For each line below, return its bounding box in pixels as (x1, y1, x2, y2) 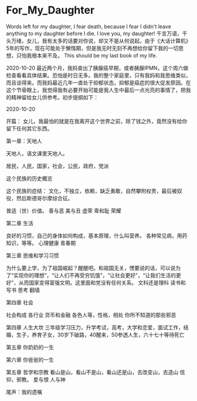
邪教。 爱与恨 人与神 (16, 376, 66, 383)
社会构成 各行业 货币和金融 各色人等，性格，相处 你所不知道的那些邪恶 (6, 311, 176, 318)
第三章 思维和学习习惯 (6, 252, 59, 259)
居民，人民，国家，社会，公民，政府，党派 (6, 162, 109, 169)
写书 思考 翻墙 (6, 286, 40, 294)
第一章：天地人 (6, 137, 42, 144)
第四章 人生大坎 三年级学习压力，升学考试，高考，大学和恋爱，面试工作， (6, 324, 184, 331)
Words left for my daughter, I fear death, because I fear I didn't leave (6, 23, 172, 30)
